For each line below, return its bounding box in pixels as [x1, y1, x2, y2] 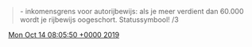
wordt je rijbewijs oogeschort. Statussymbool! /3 [19, 15, 179, 24]
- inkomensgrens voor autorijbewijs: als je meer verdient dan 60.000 [19, 7, 244, 16]
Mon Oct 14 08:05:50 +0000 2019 [7, 31, 120, 39]
